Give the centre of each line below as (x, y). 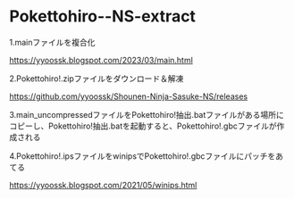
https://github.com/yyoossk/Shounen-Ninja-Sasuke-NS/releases (129, 96)
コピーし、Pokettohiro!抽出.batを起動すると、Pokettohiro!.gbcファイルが (143, 126)
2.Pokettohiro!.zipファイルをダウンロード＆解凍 (97, 79)
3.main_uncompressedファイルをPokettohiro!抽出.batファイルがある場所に (147, 114)
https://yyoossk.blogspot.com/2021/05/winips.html (103, 185)
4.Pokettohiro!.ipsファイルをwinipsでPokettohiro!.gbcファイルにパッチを (143, 156)
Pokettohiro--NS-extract (103, 17)
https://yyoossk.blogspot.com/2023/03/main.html (101, 60)
